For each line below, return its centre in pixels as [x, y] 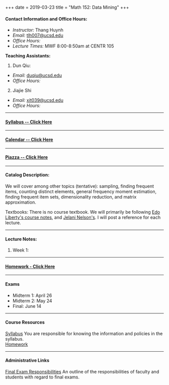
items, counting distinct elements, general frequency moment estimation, [81, 191]
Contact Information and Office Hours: [46, 19]
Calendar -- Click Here [29, 140]
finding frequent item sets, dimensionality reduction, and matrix [71, 197]
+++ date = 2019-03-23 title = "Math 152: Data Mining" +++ [67, 7]
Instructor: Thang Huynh [38, 30]
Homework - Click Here [30, 266]
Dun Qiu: [22, 66]
